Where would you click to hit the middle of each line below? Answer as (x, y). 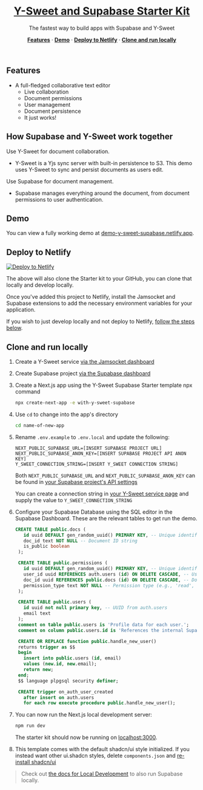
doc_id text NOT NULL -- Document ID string (80, 541)
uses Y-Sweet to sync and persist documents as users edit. (89, 169)
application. (21, 310)
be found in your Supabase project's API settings (76, 482)
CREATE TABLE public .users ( (55, 602)
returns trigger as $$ (47, 647)
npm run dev (30, 726)
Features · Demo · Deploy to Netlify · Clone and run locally (102, 39)
